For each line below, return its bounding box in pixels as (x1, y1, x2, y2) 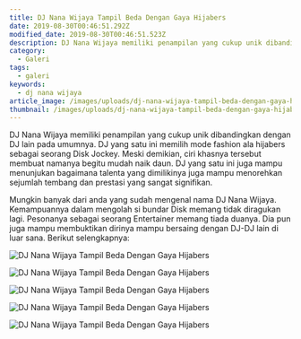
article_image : (9, 96, 66, 106)
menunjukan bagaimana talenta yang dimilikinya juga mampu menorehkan (9, 168, 283, 178)
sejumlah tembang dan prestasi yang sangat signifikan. (9, 177, 213, 188)
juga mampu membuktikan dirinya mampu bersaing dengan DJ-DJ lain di (9, 223, 279, 234)
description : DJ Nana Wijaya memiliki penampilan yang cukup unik (9, 38, 262, 48)
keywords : (9, 80, 47, 89)
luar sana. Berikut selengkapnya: (9, 232, 130, 243)
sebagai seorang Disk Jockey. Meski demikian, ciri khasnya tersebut (9, 149, 262, 160)
